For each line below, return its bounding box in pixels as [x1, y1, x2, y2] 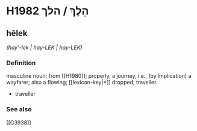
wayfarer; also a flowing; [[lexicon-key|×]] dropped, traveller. [6, 79, 158, 86]
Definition [6, 59, 36, 67]
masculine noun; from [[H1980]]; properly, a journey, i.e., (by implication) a [6, 72, 192, 80]
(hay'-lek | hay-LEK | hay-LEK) [6, 44, 83, 51]
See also [6, 105, 32, 114]
